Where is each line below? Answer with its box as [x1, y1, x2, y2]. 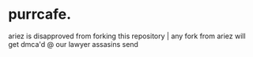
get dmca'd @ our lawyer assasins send [8, 39, 138, 48]
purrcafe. [8, 5, 71, 23]
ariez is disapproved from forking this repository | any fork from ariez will [8, 31, 247, 41]
